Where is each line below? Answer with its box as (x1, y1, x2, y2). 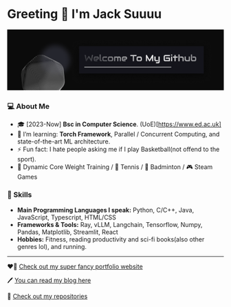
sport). (16, 155, 36, 164)
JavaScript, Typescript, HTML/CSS (16, 213, 117, 221)
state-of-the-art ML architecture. (16, 137, 111, 146)
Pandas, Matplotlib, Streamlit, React (16, 228, 118, 236)
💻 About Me (7, 101, 50, 111)
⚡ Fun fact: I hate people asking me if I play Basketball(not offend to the (16, 145, 220, 154)
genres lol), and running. (16, 242, 87, 250)
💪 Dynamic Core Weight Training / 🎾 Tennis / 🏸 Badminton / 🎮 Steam (16, 163, 213, 171)
